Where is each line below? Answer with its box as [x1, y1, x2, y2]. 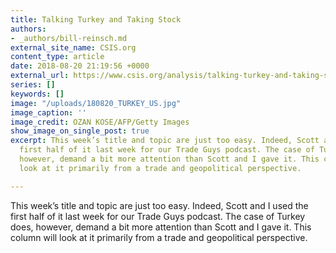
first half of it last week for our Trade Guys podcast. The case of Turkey [10, 210, 306, 222]
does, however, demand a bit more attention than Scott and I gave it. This [10, 221, 312, 233]
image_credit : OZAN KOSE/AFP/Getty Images [10, 117, 190, 127]
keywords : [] [10, 89, 65, 99]
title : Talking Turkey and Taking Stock [10, 14, 182, 25]
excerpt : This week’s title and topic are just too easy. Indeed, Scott [10, 136, 320, 146]
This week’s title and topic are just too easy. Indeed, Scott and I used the [10, 199, 309, 211]
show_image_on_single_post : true [10, 126, 150, 136]
